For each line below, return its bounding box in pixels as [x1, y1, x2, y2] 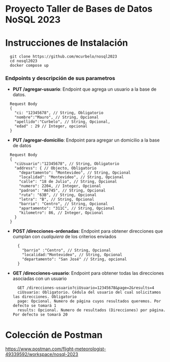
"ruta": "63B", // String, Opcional [18, 192, 97, 198]
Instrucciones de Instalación [5, 37, 128, 49]
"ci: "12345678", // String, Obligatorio [14, 110, 103, 116]
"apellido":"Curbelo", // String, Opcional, [14, 119, 110, 125]
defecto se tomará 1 [12, 303, 56, 309]
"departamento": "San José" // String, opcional [22, 257, 127, 262]
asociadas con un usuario [12, 275, 67, 282]
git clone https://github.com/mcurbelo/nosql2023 [10, 54, 117, 59]
